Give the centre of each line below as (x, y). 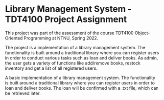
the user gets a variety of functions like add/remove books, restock (73, 63)
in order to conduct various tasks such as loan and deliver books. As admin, (82, 58)
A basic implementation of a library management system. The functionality (80, 78)
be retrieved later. (23, 93)
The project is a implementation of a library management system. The (75, 47)
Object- (142, 33)
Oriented (14, 38)
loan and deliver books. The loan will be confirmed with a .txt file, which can (82, 88)
